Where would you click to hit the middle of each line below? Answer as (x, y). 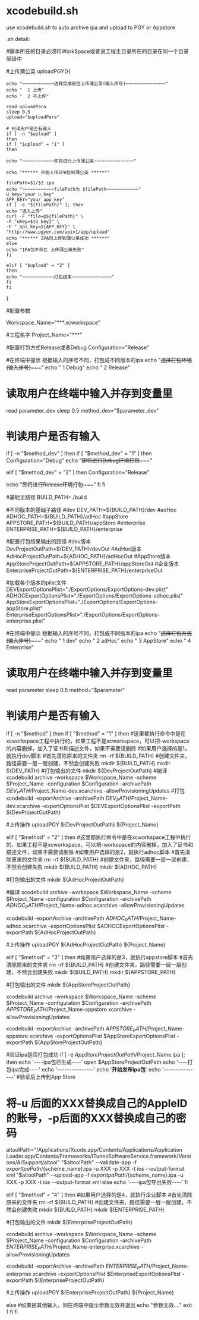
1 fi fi (12, 1312)
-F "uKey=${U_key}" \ (33, 221)
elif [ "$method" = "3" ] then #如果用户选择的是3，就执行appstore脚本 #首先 (100, 957)
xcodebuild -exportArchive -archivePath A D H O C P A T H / (73, 919)
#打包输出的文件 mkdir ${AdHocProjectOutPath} (65, 880)
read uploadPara (26, 106)
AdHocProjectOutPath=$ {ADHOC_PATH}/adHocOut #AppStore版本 (89, 556)
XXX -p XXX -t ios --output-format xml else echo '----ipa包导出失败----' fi (97, 1182)
